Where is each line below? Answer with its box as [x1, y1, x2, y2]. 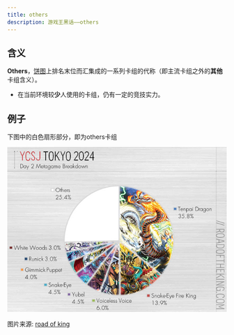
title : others [7, 11, 49, 18]
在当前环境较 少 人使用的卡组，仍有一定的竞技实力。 [17, 91, 164, 99]
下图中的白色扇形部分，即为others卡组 [7, 133, 118, 141]
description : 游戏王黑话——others [7, 18, 99, 26]
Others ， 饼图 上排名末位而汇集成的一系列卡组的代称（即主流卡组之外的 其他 [7, 67, 223, 75]
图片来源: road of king [7, 320, 70, 328]
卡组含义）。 [7, 75, 41, 84]
